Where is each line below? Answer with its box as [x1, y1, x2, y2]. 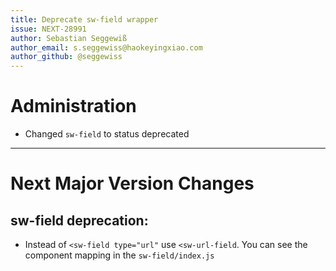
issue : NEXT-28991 [10, 24, 87, 34]
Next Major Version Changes [10, 172, 255, 195]
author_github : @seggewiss [10, 52, 123, 62]
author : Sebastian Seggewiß [10, 33, 128, 43]
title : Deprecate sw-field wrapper [10, 14, 159, 25]
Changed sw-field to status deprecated [24, 128, 190, 140]
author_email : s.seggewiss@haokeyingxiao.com [10, 42, 203, 53]
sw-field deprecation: [10, 212, 149, 229]
